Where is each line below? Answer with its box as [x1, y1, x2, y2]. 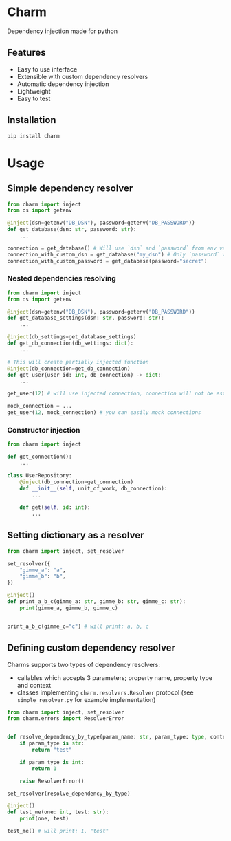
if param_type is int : [19, 758, 85, 765]
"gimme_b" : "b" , [19, 573, 67, 580]
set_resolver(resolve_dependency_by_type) [7, 790, 131, 797]
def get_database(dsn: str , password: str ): [7, 226, 137, 233]
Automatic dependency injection [16, 80, 109, 88]
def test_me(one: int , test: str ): [7, 809, 109, 816]
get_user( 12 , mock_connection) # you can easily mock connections [7, 409, 201, 416]
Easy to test [16, 94, 51, 102]
